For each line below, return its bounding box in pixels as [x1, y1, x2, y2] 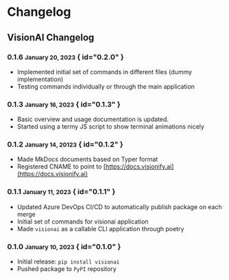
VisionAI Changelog [7, 32, 95, 43]
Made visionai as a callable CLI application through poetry [16, 224, 184, 233]
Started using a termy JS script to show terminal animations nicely [16, 122, 204, 131]
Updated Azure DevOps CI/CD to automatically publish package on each [16, 202, 223, 211]
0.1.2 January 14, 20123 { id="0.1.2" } [7, 140, 123, 149]
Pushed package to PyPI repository [16, 265, 117, 273]
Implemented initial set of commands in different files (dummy [16, 67, 193, 76]
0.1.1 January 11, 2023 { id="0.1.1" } [7, 187, 116, 197]
